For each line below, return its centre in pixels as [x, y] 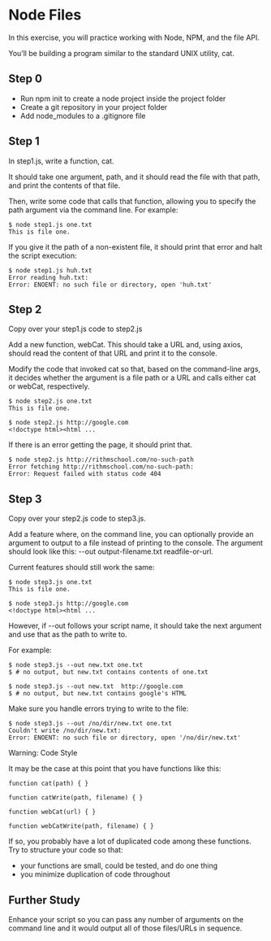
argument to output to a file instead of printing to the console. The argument [136, 543]
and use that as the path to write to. [68, 634]
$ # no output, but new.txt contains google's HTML [97, 694]
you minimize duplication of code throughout [95, 874]
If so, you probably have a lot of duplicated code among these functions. [130, 841]
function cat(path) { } [49, 784]
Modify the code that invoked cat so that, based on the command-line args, [135, 369]
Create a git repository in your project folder [94, 107]
